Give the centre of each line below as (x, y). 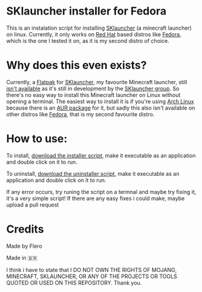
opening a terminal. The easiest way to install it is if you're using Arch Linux (100, 101)
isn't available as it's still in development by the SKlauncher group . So (93, 88)
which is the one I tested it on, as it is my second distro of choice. (88, 41)
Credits (25, 229)
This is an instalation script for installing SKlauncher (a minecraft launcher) (99, 28)
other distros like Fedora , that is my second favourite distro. (80, 114)
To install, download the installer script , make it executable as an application (101, 155)
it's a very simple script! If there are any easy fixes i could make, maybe (96, 198)
